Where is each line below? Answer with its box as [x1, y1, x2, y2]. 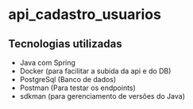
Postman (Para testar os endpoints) [19, 83, 137, 92]
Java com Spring [19, 58, 75, 67]
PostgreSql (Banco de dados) [19, 75, 117, 84]
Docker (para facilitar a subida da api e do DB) [19, 66, 172, 76]
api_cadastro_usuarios [8, 6, 161, 24]
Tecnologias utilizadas [8, 37, 122, 51]
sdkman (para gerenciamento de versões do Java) [19, 92, 185, 100]
